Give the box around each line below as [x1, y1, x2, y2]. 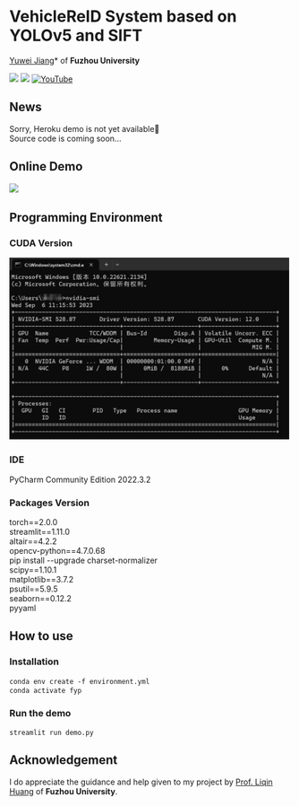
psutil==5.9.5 [9, 583, 58, 594]
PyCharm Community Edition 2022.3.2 [9, 474, 151, 485]
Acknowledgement [9, 752, 118, 768]
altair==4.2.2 [9, 536, 57, 547]
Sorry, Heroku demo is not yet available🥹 [9, 123, 160, 134]
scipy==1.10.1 [9, 565, 57, 575]
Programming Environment [9, 209, 163, 225]
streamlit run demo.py [9, 729, 94, 738]
